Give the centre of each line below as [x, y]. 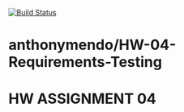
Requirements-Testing [85, 62]
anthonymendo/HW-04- [92, 45]
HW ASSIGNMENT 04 [82, 99]
